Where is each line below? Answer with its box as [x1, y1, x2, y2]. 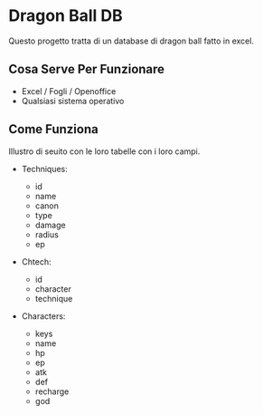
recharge [34, 386, 70, 397]
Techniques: [21, 163, 69, 174]
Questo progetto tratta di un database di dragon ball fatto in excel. [8, 35, 255, 46]
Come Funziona [8, 121, 99, 137]
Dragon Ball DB [8, 5, 123, 26]
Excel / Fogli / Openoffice [21, 85, 117, 96]
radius [34, 228, 60, 240]
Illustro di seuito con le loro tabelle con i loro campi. [8, 146, 201, 157]
